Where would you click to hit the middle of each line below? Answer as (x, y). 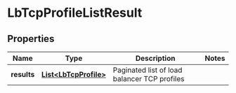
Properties (31, 39)
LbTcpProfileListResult (75, 13)
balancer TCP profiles (149, 79)
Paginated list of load (147, 70)
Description (155, 58)
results (23, 74)
